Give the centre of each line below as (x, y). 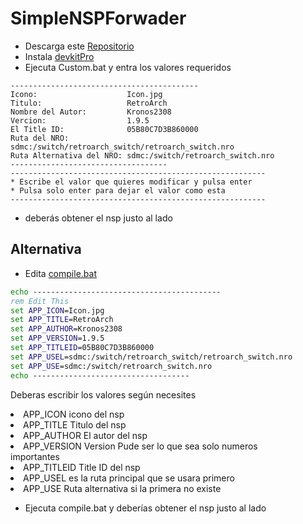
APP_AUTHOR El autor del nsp (85, 435)
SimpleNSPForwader (98, 18)
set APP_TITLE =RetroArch (62, 320)
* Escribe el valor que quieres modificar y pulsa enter (131, 182)
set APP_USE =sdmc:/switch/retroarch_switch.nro (111, 366)
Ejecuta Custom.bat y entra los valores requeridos (128, 67)
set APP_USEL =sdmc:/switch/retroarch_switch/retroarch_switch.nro (151, 357)
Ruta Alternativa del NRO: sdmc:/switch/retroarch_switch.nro (142, 155)
